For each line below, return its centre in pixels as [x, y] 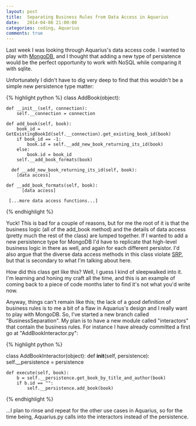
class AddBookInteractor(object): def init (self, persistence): [78, 356]
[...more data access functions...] [53, 201]
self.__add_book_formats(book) [55, 160]
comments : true [25, 33]
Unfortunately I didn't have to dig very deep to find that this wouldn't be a [94, 80]
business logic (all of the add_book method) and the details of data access [96, 229]
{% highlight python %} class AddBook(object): [63, 98]
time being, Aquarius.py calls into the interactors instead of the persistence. [97, 417]
